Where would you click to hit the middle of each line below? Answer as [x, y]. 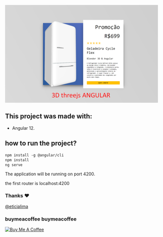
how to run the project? [41, 144]
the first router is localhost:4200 [37, 183]
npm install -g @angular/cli [34, 155]
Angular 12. [23, 128]
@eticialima [16, 206]
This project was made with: [49, 116]
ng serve [14, 165]
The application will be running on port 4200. [50, 174]
